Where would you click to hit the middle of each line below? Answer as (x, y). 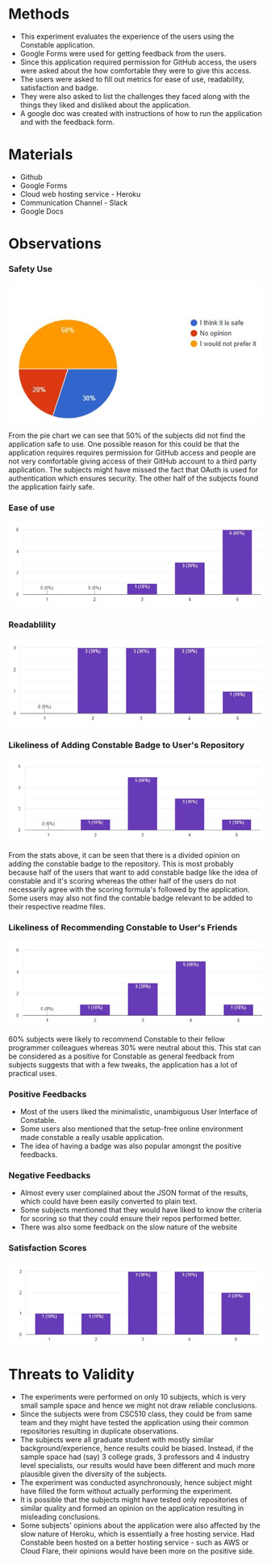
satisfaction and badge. (59, 87)
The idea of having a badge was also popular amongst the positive (131, 1146)
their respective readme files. (57, 907)
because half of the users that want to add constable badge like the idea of (133, 872)
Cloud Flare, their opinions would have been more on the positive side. (137, 1551)
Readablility (32, 624)
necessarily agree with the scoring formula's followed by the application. (129, 890)
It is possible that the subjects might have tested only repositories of (133, 1500)
